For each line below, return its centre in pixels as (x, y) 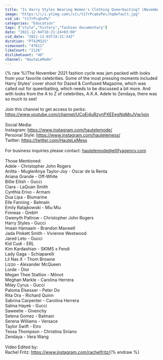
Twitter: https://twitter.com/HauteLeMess (46, 140)
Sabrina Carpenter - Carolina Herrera (42, 301)
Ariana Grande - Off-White (32, 177)
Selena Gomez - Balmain (30, 316)
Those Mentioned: (23, 161)
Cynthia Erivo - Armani (28, 192)
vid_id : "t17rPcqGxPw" (28, 18)
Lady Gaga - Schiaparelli (30, 254)
